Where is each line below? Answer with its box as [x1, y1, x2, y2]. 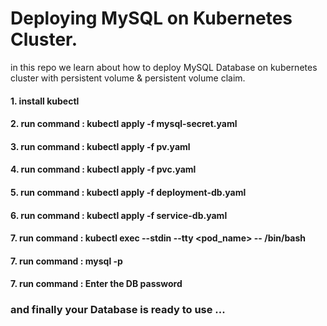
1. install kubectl [10, 95, 80, 107]
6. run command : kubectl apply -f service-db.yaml [10, 209, 228, 221]
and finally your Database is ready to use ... [10, 303, 226, 317]
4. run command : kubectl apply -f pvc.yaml [10, 163, 197, 176]
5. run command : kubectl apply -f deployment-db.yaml [10, 186, 247, 198]
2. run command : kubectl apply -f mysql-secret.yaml [10, 118, 238, 130]
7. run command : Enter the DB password [10, 278, 183, 290]
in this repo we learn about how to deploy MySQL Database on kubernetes [10, 61, 318, 73]
